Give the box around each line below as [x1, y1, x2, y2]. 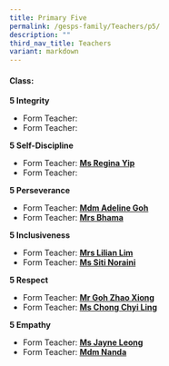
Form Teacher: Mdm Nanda [22, 347, 127, 358]
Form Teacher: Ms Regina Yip [22, 158, 135, 169]
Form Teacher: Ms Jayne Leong [22, 337, 144, 348]
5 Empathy [9, 320, 52, 331]
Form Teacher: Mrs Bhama [22, 213, 124, 223]
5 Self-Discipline [9, 140, 75, 151]
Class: [9, 74, 35, 86]
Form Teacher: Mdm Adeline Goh [22, 203, 149, 213]
